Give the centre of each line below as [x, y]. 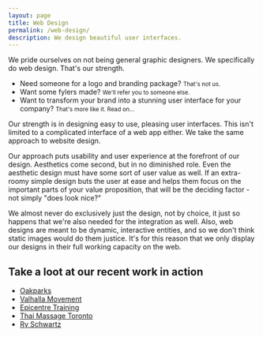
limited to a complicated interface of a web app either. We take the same [126, 133]
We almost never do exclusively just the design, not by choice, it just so [124, 213]
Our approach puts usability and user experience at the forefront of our [124, 156]
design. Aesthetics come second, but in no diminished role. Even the [120, 165]
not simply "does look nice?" [55, 198]
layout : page [30, 15]
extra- [231, 173]
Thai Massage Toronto [56, 316]
